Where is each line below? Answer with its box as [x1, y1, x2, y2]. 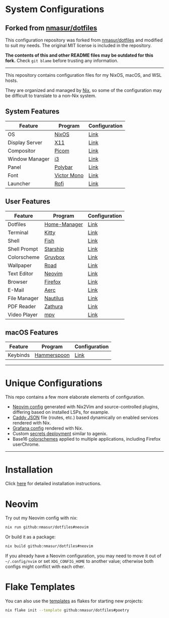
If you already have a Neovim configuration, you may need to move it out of [5, 553, 162, 559]
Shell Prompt [8, 245, 38, 252]
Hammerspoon [34, 352, 70, 359]
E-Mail [8, 287, 24, 294]
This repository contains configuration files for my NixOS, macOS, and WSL [5, 72, 162, 78]
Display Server [8, 139, 43, 146]
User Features [5, 197, 50, 206]
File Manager [8, 295, 39, 302]
